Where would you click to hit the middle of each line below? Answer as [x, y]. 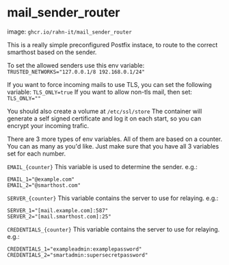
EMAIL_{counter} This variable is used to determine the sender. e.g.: [103, 166]
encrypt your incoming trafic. [48, 125]
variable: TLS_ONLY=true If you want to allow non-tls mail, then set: [100, 92]
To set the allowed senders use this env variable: [76, 65]
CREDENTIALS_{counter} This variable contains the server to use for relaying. [113, 229]
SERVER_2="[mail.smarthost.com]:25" [59, 216]
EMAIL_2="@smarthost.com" [44, 185]
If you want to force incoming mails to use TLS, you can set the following [109, 84]
